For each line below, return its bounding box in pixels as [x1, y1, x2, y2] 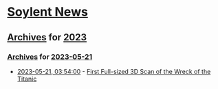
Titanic [17, 75, 37, 83]
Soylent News [7, 4, 88, 20]
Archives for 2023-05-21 [7, 52, 93, 62]
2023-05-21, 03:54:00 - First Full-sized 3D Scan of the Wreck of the [17, 67, 211, 75]
